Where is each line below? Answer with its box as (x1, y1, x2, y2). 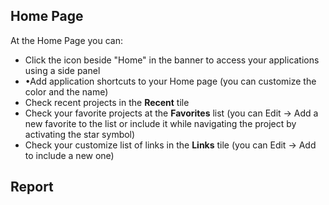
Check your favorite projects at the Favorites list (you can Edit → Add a (24, 107, 319, 119)
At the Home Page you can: (10, 34, 124, 46)
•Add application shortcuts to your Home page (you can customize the (24, 75, 317, 87)
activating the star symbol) (24, 128, 136, 140)
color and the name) (24, 85, 109, 98)
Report (10, 179, 54, 196)
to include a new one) (24, 149, 115, 161)
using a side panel (24, 64, 101, 76)
